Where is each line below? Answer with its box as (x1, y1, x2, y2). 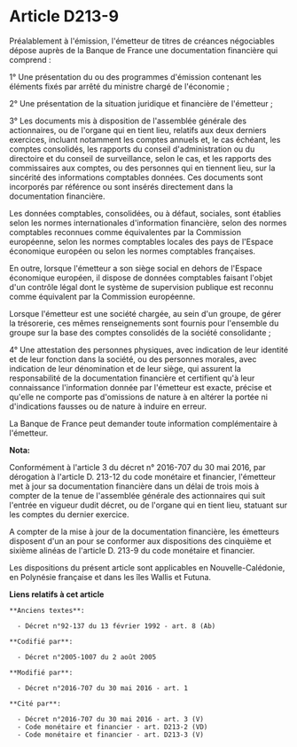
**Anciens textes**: (9, 606, 86, 615)
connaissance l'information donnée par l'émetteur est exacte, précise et (9, 381, 272, 392)
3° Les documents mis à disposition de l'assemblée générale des (9, 115, 246, 126)
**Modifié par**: (9, 668, 74, 677)
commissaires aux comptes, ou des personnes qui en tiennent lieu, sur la (9, 162, 276, 173)
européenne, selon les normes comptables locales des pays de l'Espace (9, 236, 274, 247)
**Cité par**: (9, 699, 62, 708)
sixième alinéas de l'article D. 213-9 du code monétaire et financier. (9, 545, 255, 555)
